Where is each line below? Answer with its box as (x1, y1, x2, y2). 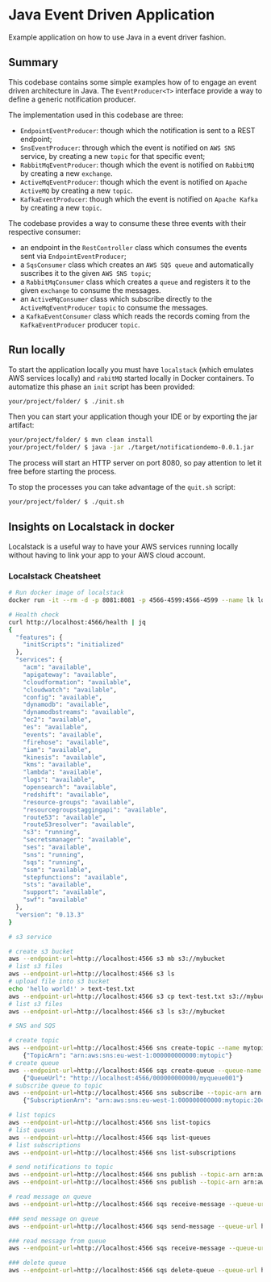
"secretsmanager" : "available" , (23, 836, 131, 844)
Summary (8, 56, 59, 69)
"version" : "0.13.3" (15, 910, 85, 919)
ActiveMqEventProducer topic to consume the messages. (19, 303, 208, 312)
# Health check (8, 611, 60, 619)
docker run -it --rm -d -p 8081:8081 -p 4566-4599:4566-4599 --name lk (8, 596, 254, 604)
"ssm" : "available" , (23, 866, 92, 874)
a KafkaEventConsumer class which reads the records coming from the (19, 311, 250, 320)
